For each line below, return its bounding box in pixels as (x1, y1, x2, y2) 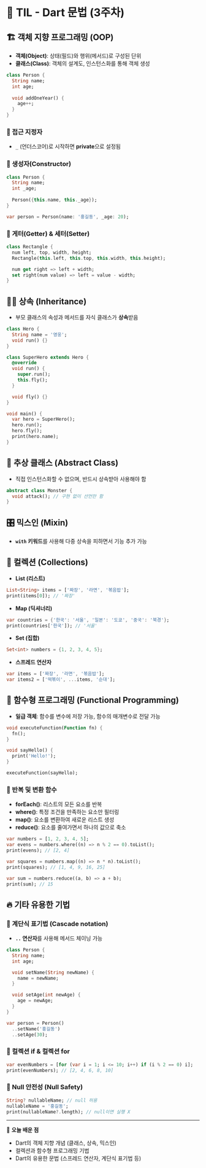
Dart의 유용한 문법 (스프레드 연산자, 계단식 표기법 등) (15, 1154, 142, 1162)
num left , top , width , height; (12, 249, 92, 256)
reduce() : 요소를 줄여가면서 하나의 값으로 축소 (15, 824, 126, 831)
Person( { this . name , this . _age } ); (12, 197, 97, 203)
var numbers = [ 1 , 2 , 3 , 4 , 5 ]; (6, 836, 89, 842)
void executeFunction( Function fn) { (6, 724, 103, 731)
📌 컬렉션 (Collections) (6, 557, 89, 568)
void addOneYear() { (12, 95, 64, 101)
